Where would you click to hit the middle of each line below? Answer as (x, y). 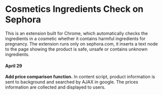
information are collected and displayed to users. (55, 87)
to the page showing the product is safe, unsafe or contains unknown (77, 49)
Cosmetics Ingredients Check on (74, 9)
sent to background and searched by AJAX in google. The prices (72, 82)
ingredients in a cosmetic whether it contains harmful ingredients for (76, 39)
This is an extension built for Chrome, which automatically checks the (77, 33)
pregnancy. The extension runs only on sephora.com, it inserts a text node (81, 44)
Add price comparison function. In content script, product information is (80, 77)
